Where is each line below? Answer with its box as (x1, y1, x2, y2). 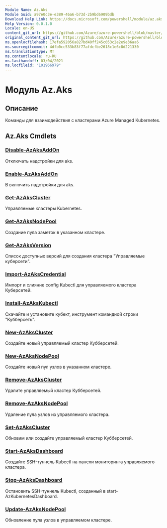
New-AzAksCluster (5, 329, 53, 336)
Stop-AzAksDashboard (5, 477, 63, 484)
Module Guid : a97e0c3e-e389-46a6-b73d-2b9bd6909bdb (5, 12, 114, 17)
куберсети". (5, 259, 31, 264)
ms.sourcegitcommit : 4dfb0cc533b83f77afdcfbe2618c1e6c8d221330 (5, 44, 139, 49)
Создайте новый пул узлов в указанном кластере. (5, 364, 112, 370)
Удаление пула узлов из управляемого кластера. (5, 411, 110, 417)
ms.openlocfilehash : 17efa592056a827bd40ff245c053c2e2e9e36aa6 (5, 40, 139, 45)
